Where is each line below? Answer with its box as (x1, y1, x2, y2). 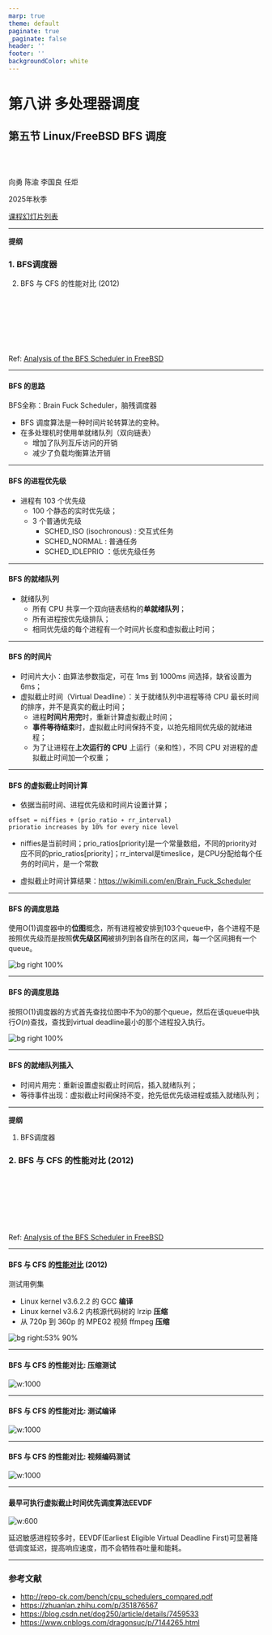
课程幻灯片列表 (8, 211, 58, 221)
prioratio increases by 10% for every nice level (8, 824, 180, 832)
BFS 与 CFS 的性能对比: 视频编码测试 (8, 1451, 131, 1462)
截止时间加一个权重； (39, 752, 111, 762)
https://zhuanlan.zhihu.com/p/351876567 (19, 1601, 159, 1611)
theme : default (8, 19, 60, 28)
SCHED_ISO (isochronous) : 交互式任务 (44, 526, 174, 536)
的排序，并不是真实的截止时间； (19, 702, 127, 712)
